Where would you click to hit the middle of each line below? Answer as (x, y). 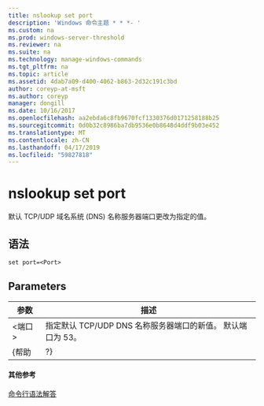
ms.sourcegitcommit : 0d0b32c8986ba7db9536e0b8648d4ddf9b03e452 (114, 125)
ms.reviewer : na (35, 45)
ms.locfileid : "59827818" (50, 155)
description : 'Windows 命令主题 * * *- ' (75, 23)
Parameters (37, 287)
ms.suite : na (29, 52)
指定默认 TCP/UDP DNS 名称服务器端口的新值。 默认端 (146, 326)
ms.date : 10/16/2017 (42, 111)
